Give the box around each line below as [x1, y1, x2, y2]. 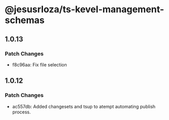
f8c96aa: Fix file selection [12, 61, 67, 67]
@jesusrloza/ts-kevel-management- [5, 4, 164, 15]
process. [12, 109, 31, 115]
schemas [5, 14, 45, 26]
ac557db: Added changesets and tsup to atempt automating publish [12, 103, 156, 109]
